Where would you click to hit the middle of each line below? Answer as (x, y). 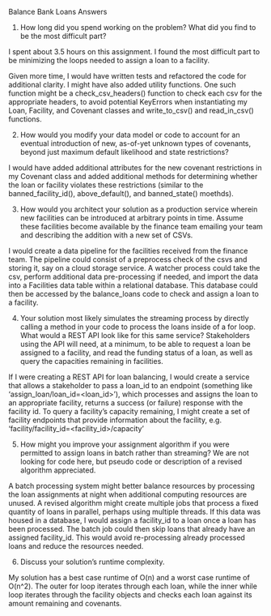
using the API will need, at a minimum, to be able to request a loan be (135, 344)
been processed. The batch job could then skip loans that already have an (132, 529)
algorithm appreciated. (58, 470)
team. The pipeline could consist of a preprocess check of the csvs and (128, 259)
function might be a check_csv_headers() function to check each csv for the (135, 93)
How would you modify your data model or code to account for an (130, 135)
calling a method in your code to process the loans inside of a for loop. (138, 327)
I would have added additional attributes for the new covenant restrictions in (135, 168)
